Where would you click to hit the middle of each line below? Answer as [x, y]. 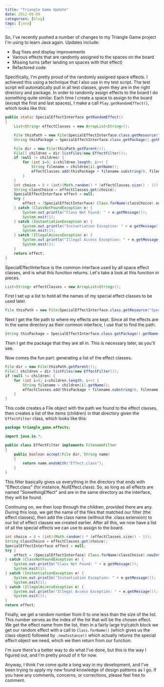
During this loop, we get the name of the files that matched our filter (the [78, 512]
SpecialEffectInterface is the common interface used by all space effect [77, 267]
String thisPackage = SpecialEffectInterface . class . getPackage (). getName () [84, 334]
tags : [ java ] [18, 23]
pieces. [12, 278]
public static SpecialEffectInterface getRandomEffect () [64, 117]
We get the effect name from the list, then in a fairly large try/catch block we [82, 625]
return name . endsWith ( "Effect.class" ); [63, 464]
